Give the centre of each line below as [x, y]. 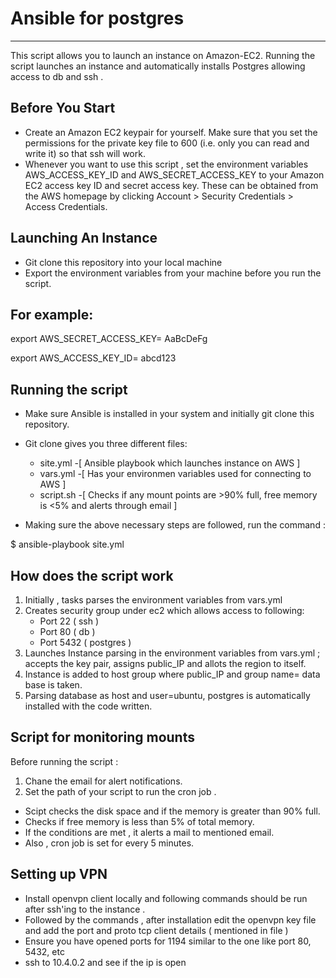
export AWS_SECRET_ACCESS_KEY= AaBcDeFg [109, 339]
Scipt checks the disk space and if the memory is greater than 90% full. [172, 811]
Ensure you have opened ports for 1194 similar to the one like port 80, [168, 941]
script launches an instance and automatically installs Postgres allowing [158, 66]
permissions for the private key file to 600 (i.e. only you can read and [167, 143]
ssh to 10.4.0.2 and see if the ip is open [105, 962]
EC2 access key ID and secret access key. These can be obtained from [171, 185]
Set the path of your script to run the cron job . [120, 791]
